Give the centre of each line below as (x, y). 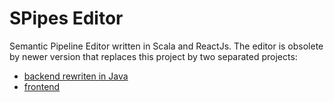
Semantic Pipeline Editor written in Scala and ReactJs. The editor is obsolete (166, 46)
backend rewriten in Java (76, 76)
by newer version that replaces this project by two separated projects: (153, 56)
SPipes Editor (66, 18)
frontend (42, 86)
